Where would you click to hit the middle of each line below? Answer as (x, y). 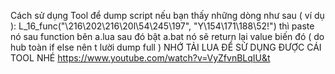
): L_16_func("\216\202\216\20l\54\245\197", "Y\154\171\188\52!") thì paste (162, 26)
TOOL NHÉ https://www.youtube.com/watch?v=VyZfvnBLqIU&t (140, 58)
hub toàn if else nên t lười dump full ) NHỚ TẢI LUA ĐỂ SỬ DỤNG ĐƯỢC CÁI (166, 47)
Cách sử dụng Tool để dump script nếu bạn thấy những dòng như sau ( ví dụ (167, 15)
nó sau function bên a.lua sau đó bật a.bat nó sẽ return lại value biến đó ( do (167, 36)
